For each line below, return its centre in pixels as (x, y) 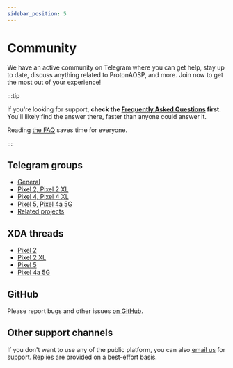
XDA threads (35, 233)
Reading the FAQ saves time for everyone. (67, 130)
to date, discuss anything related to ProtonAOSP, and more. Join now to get (115, 74)
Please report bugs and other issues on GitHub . (75, 311)
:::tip (14, 95)
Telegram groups (45, 165)
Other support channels (60, 333)
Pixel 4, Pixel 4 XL (43, 197)
